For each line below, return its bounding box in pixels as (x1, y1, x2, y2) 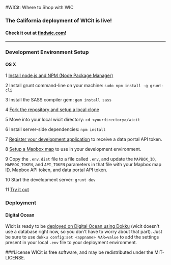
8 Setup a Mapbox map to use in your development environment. (5, 146, 141, 152)
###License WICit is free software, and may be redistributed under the (5, 249, 154, 255)
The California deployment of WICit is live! (5, 17, 112, 24)
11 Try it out (5, 187, 30, 193)
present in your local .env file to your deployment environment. (5, 240, 137, 246)
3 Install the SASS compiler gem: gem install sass (5, 97, 112, 103)
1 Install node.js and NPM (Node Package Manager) (5, 72, 113, 78)
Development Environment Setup (5, 48, 89, 56)
